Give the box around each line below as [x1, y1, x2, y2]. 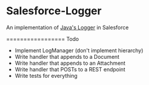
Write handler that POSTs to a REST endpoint [14, 65, 126, 73]
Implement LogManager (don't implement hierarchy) [14, 46, 144, 54]
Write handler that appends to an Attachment [14, 59, 126, 67]
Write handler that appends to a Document [14, 53, 120, 60]
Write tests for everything [14, 72, 77, 79]
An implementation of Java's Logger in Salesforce [6, 24, 129, 31]
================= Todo [6, 35, 79, 42]
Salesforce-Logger [6, 4, 102, 18]
